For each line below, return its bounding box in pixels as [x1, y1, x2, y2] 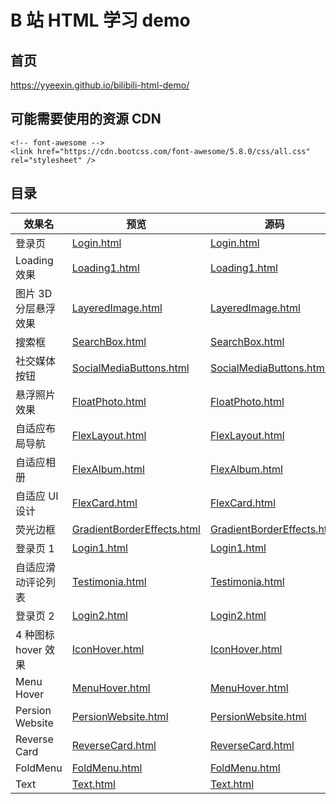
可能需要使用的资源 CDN [10, 111, 162, 128]
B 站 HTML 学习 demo [10, 9, 191, 32]
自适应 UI [15, 489, 59, 503]
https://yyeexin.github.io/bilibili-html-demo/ [10, 79, 190, 91]
